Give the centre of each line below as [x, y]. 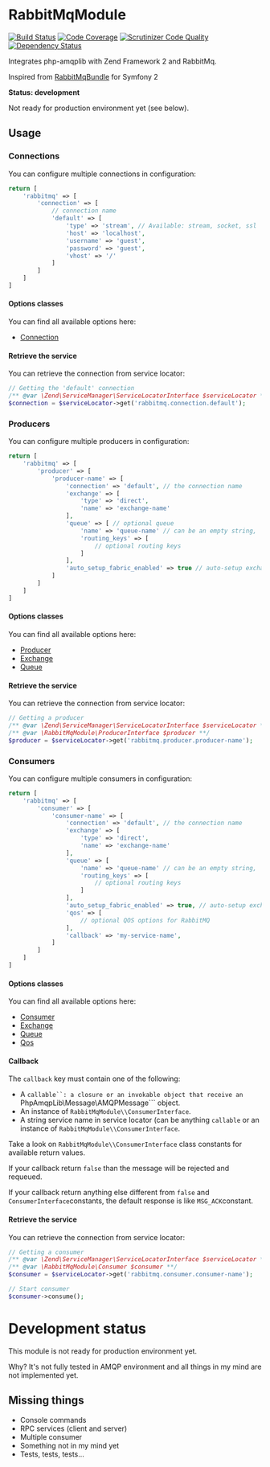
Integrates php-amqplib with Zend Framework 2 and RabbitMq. [112, 61]
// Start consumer [39, 1289]
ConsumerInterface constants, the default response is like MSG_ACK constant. [131, 1201]
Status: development [44, 92]
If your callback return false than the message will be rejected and [119, 1169]
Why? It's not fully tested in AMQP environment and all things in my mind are [135, 1366]
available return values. [47, 1153]
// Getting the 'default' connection [72, 388]
